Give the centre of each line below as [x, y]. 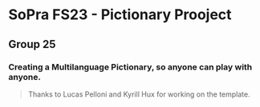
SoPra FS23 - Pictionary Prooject [120, 15]
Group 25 [32, 44]
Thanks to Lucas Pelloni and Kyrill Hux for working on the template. [139, 94]
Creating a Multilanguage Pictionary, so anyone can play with [130, 67]
